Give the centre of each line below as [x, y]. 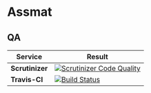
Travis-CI [27, 80]
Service [29, 57]
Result [97, 57]
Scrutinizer [29, 68]
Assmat [30, 12]
